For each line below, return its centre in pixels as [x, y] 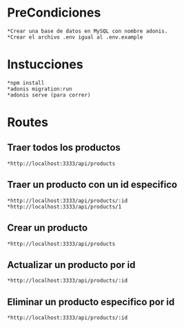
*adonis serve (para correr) [49, 95]
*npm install [26, 83]
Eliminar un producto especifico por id [91, 302]
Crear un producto [48, 228]
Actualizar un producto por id [71, 265]
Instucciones [45, 65]
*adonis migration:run [40, 89]
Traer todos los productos [64, 147]
